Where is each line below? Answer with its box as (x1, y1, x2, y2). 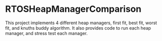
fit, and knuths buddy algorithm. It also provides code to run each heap (5, 25, 151, 31)
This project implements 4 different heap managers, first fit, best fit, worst (5, 20, 157, 26)
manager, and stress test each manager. (5, 30, 88, 36)
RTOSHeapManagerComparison (5, 3, 142, 15)
